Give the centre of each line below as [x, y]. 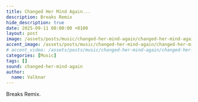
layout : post [22, 34]
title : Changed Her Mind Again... [49, 11]
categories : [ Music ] [32, 55]
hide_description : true [35, 22]
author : [16, 72]
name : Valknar [29, 77]
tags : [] [17, 61]
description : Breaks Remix [39, 17]
